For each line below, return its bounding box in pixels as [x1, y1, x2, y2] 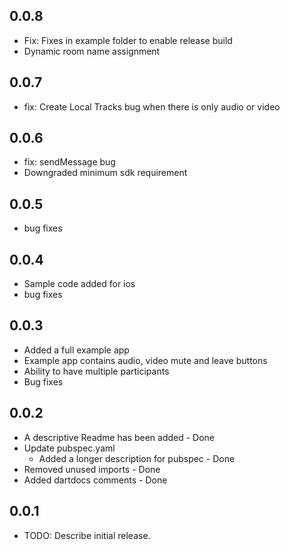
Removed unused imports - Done [23, 463, 161, 475]
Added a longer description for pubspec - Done [38, 452, 236, 464]
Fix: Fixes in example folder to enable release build [23, 34, 233, 46]
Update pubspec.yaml [23, 442, 116, 454]
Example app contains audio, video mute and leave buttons [23, 354, 268, 366]
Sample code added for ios [23, 278, 136, 290]
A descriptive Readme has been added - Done [23, 431, 216, 443]
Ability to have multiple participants [23, 365, 170, 377]
